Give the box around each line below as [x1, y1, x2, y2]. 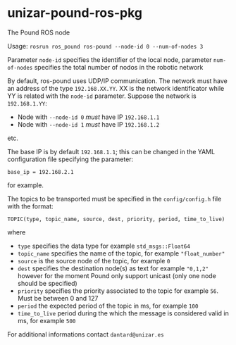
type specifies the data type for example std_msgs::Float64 [17, 241, 190, 250]
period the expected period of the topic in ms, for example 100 [17, 301, 199, 310]
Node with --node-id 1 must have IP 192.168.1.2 [17, 120, 160, 128]
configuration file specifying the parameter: [7, 155, 134, 163]
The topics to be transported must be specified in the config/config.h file [7, 194, 222, 203]
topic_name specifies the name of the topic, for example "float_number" [17, 249, 225, 258]
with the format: [7, 202, 54, 211]
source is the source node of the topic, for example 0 [17, 256, 170, 265]
